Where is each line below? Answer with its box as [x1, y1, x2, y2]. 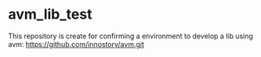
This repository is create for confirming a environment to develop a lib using [8, 31, 253, 41]
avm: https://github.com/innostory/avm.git [8, 39, 145, 48]
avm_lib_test [8, 5, 92, 23]
